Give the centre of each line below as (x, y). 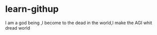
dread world (18, 28)
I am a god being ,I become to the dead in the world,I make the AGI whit (79, 23)
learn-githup (32, 9)
